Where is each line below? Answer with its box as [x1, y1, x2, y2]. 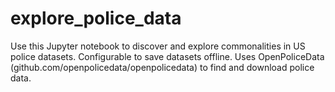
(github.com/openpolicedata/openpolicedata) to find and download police [10, 61, 315, 73]
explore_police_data [10, 7, 182, 30]
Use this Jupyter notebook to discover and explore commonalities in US [10, 40, 306, 52]
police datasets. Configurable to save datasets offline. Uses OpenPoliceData [10, 50, 325, 62]
